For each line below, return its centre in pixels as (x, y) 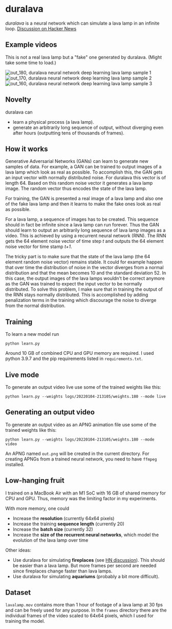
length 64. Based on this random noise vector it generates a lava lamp (79, 183)
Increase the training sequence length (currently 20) (68, 524)
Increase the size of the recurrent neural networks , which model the (86, 535)
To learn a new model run (32, 334)
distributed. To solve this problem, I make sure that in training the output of (84, 289)
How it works (27, 149)
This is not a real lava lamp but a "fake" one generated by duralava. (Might (84, 57)
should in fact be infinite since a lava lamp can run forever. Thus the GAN (82, 225)
